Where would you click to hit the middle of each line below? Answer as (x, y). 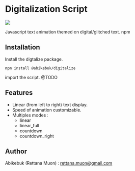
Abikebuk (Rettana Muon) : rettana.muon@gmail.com (59, 163)
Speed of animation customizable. (47, 110)
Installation (23, 47)
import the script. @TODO (31, 77)
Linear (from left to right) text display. (50, 105)
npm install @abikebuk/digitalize (40, 68)
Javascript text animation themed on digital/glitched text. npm (68, 32)
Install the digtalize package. (34, 59)
